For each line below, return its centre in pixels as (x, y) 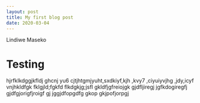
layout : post (22, 12)
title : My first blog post (40, 17)
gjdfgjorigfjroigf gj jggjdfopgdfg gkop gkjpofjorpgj (68, 93)
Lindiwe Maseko (26, 40)
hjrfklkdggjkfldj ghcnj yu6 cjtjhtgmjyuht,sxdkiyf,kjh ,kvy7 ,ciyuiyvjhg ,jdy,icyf (100, 81)
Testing (25, 64)
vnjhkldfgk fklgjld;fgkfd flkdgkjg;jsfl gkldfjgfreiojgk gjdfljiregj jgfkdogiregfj (97, 87)
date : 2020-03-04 (28, 23)
